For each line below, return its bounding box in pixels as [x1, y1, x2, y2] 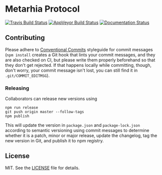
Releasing [5, 84, 29, 91]
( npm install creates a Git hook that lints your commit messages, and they [5, 52, 156, 58]
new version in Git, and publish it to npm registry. [5, 138, 104, 144]
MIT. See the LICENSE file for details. [5, 165, 80, 171]
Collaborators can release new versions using [5, 96, 97, 102]
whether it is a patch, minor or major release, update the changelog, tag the [5, 133, 158, 138]
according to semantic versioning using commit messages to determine [5, 128, 149, 134]
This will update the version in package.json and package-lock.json [5, 122, 140, 128]
